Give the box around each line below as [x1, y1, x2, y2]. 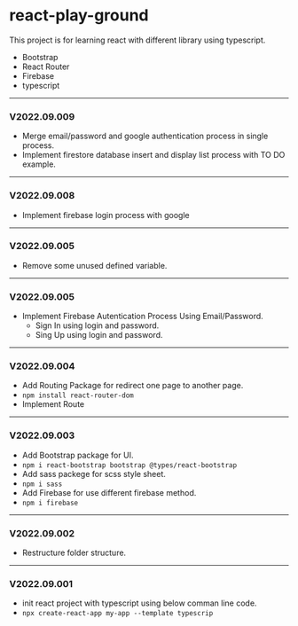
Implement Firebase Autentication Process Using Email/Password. [21, 311, 263, 322]
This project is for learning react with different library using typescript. [9, 35, 266, 45]
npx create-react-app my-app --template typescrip [21, 609, 214, 618]
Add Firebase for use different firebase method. [21, 487, 197, 497]
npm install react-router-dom [21, 391, 135, 400]
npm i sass [21, 480, 63, 489]
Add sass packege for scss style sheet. [21, 468, 167, 479]
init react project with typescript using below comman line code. [21, 598, 257, 608]
